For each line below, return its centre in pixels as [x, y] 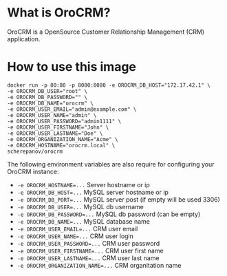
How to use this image [72, 67]
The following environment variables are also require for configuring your [111, 164]
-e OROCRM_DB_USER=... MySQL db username [80, 206]
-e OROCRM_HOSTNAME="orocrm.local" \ [61, 145]
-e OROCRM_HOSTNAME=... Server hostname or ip [83, 184]
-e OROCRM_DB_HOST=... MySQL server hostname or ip [93, 192]
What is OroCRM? [59, 13]
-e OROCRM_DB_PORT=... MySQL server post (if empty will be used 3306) [118, 199]
